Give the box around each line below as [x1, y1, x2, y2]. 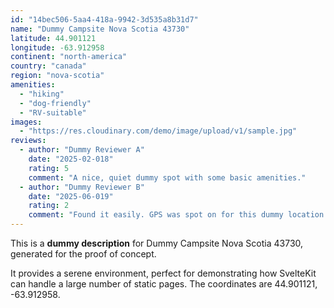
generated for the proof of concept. [10, 248, 157, 260]
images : [10, 117, 43, 127]
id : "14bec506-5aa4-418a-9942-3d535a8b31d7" [10, 14, 199, 25]
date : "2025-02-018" [28, 154, 114, 164]
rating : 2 [28, 201, 70, 211]
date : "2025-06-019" [28, 191, 114, 201]
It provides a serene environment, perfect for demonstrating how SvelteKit [10, 267, 317, 279]
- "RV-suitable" [19, 107, 87, 118]
